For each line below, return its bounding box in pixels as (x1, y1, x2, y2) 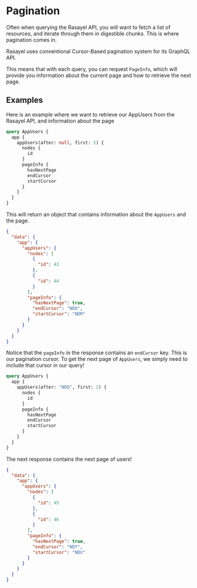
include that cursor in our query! (6, 362, 84, 369)
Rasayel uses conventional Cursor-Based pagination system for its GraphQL (6, 47, 191, 54)
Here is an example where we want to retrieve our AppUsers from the (6, 111, 175, 118)
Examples (6, 95, 43, 105)
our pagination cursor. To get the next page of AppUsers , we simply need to (6, 356, 188, 363)
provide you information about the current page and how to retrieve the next (6, 72, 192, 79)
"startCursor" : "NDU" (32, 549, 86, 555)
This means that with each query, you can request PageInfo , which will (6, 65, 178, 72)
